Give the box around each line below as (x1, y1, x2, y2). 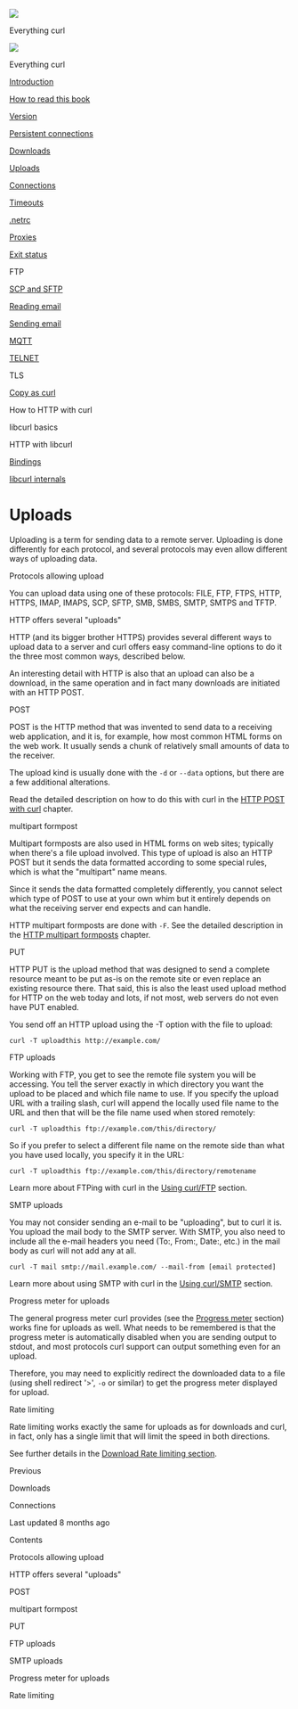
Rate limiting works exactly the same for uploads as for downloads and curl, (9, 1421, 287, 1432)
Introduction (9, 77, 54, 86)
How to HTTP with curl (9, 405, 93, 415)
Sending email (9, 318, 62, 329)
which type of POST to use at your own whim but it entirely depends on (9, 892, 271, 904)
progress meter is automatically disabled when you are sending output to (9, 1331, 278, 1342)
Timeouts (9, 197, 44, 208)
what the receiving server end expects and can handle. (9, 902, 212, 913)
